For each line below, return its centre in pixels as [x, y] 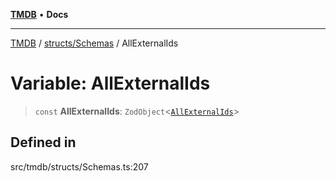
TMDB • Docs [39, 14]
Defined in [43, 142]
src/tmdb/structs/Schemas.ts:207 [79, 166]
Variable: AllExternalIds [110, 83]
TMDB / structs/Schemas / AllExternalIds [94, 43]
